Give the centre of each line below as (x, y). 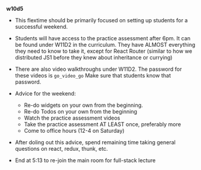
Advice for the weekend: (45, 93)
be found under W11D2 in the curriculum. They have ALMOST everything (105, 45)
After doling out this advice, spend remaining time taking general (95, 142)
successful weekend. (41, 27)
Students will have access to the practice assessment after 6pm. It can (103, 38)
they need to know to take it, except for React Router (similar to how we (104, 51)
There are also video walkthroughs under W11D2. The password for (98, 69)
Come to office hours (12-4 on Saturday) (74, 131)
